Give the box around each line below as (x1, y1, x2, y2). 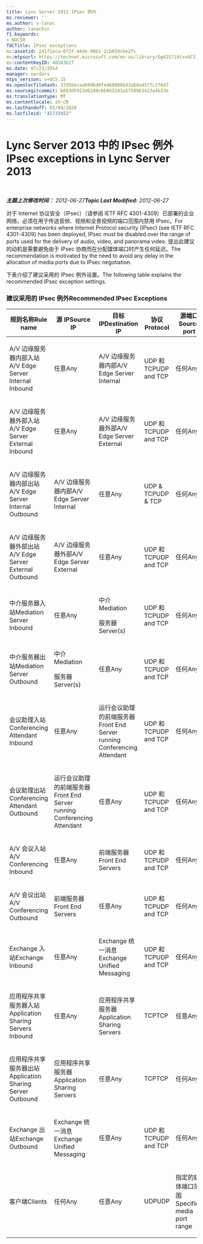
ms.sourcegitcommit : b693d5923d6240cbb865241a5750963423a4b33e (6, 88, 169, 94)
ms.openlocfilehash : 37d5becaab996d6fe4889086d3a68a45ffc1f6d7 (6, 82, 169, 88)
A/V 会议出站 (9, 890, 47, 899)
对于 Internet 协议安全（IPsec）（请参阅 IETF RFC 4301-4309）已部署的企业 (6, 210, 195, 217)
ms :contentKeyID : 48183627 (6, 59, 74, 65)
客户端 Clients (9, 1197, 47, 1206)
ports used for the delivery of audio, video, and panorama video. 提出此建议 (6, 238, 195, 245)
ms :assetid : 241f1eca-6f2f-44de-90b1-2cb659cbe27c (6, 48, 137, 55)
